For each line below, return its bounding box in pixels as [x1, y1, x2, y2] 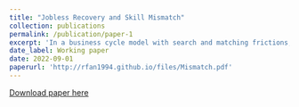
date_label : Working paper [9, 46, 109, 55]
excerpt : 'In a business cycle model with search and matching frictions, [9, 37, 293, 47]
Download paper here [9, 86, 89, 98]
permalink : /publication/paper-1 [9, 29, 133, 38]
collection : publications [9, 21, 105, 30]
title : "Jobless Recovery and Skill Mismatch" [9, 12, 185, 22]
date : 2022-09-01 [9, 54, 74, 63]
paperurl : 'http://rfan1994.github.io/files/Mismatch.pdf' [9, 63, 233, 72]
